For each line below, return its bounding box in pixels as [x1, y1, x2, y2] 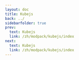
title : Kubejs [5, 12, 34, 16]
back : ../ [5, 16, 25, 21]
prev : [5, 25, 16, 30]
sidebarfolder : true [5, 20, 47, 26]
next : [5, 39, 16, 44]
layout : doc [5, 7, 29, 12]
